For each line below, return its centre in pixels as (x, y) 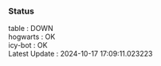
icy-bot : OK (28, 45)
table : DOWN (31, 29)
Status (21, 11)
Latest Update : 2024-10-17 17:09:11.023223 (80, 54)
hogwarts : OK (32, 37)
